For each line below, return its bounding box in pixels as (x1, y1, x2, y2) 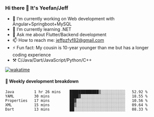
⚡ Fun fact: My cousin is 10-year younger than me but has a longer (12, 45, 149, 51)
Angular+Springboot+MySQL (12, 21, 72, 27)
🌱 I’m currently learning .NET (12, 26, 72, 32)
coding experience (12, 52, 51, 58)
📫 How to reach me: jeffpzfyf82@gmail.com (12, 37, 104, 43)
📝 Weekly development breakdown (5, 78, 79, 84)
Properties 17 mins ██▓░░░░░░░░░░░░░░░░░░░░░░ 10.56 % (5, 98, 148, 103)
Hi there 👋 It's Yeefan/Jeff (5, 4, 69, 11)
